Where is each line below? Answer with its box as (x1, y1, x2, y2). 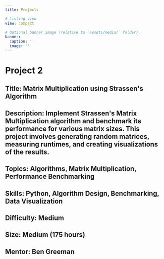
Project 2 (5, 65, 43, 76)
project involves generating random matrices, (5, 132, 150, 141)
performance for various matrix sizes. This (5, 124, 140, 133)
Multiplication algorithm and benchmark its (5, 117, 142, 125)
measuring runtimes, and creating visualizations (5, 140, 158, 149)
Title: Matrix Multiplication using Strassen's (5, 85, 144, 93)
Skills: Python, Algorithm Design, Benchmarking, (5, 189, 160, 198)
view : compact (5, 21, 35, 26)
